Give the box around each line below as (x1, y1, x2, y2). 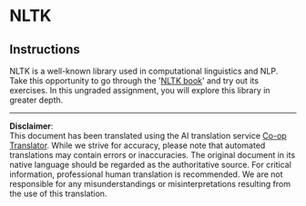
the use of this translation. (9, 188, 107, 199)
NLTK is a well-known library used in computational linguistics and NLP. (9, 65, 279, 76)
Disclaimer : (9, 121, 54, 132)
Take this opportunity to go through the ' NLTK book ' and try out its (9, 75, 260, 86)
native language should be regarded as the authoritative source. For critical (9, 160, 291, 170)
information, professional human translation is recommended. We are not (9, 169, 284, 180)
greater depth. (9, 94, 64, 105)
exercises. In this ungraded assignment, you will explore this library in (9, 85, 270, 95)
